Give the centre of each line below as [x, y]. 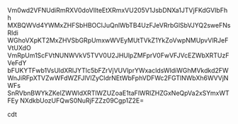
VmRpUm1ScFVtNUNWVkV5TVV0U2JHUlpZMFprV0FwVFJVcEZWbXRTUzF [118, 55]
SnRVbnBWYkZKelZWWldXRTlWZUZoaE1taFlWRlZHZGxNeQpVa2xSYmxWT [119, 93]
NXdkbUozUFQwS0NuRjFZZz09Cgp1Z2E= [82, 101]
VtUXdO [19, 48]
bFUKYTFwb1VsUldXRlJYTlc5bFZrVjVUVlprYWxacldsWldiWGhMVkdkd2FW [118, 71]
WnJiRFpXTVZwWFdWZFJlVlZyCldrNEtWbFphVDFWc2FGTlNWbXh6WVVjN [118, 78]
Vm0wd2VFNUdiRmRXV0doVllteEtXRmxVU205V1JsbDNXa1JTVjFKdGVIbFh [118, 10]
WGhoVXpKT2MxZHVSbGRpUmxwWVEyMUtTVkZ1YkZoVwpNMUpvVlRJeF [118, 40]
